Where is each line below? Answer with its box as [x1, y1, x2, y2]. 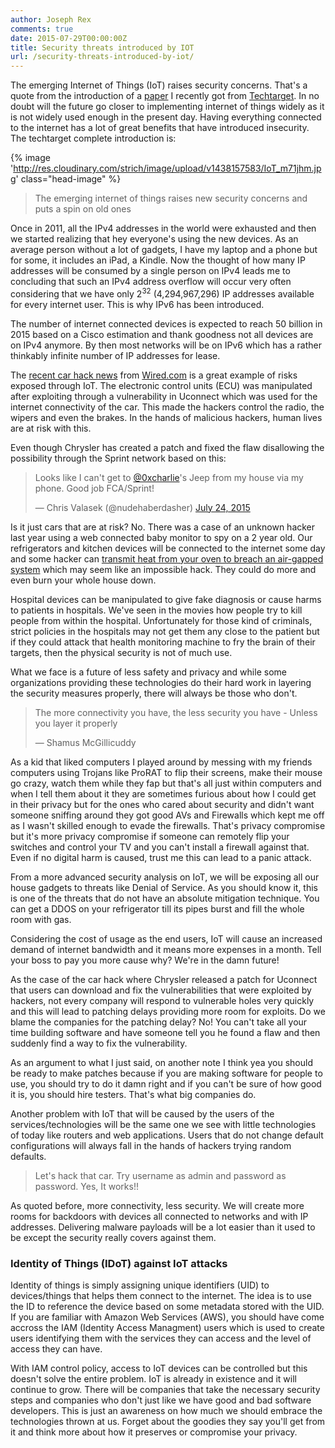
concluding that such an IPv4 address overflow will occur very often [10, 276, 292, 288]
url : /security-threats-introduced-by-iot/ [10, 52, 195, 62]
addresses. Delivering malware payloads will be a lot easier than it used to [10, 1221, 316, 1233]
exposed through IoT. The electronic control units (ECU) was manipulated [10, 379, 313, 391]
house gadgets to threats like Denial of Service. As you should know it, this [10, 881, 318, 893]
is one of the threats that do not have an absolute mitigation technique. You [10, 892, 320, 904]
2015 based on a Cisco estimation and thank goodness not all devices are [10, 328, 314, 340]
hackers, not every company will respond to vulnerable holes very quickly [10, 994, 315, 1006]
